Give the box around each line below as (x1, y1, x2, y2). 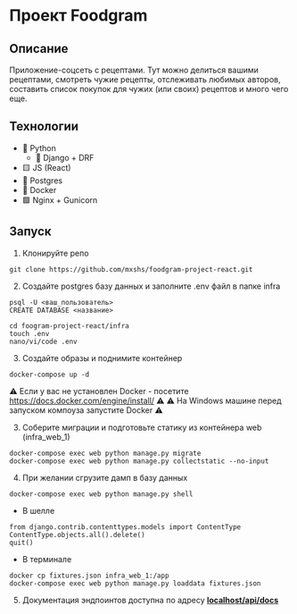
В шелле (21, 505, 55, 516)
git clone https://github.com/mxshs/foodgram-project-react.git (9, 265, 253, 273)
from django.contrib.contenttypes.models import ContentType (9, 522, 242, 532)
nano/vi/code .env (9, 337, 78, 346)
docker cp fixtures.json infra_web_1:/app (9, 571, 169, 580)
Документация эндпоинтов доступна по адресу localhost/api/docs (21, 594, 279, 605)
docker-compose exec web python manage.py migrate (9, 449, 202, 458)
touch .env (9, 329, 50, 338)
